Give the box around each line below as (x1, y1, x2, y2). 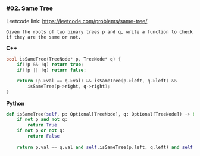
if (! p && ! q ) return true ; (17, 62, 84, 68)
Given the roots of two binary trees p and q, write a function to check (6, 29, 193, 35)
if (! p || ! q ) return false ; (17, 67, 86, 74)
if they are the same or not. (6, 34, 82, 40)
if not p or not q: (17, 128, 65, 134)
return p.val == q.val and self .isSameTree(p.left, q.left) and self (17, 144, 193, 150)
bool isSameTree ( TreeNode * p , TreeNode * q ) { (6, 56, 121, 62)
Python (6, 100, 25, 107)
